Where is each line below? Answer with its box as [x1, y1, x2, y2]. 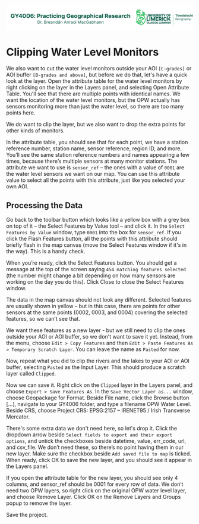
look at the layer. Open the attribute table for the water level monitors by [6, 77, 182, 85]
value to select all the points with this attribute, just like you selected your [6, 176, 186, 184]
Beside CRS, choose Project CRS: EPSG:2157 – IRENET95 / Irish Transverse [6, 407, 191, 414]
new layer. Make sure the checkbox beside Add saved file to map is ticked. [6, 450, 192, 457]
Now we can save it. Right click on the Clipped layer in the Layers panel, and [6, 382, 193, 389]
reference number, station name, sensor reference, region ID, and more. [6, 145, 182, 152]
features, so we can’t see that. [6, 315, 80, 323]
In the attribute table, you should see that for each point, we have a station [6, 139, 188, 146]
